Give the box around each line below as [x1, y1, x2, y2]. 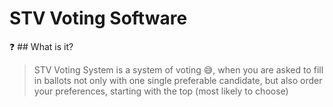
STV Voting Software [9, 7, 188, 30]
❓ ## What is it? [9, 40, 74, 52]
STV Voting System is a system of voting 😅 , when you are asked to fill [33, 63, 324, 76]
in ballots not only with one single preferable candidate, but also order [33, 74, 323, 86]
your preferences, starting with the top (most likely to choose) [33, 85, 289, 97]
